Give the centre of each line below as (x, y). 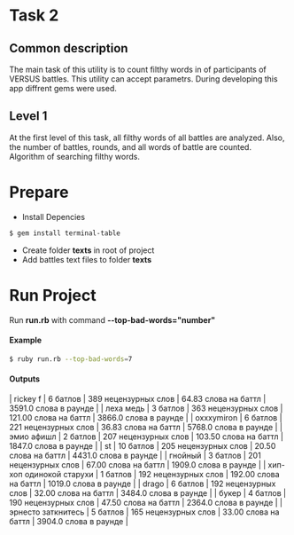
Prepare (39, 193)
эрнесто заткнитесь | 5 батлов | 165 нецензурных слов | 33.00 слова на (144, 512)
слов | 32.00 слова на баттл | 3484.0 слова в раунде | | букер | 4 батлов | (148, 492)
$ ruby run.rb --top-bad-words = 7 (71, 359)
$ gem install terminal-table (65, 233)
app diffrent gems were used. (63, 88)
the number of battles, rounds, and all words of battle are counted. (131, 146)
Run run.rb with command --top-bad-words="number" (112, 319)
